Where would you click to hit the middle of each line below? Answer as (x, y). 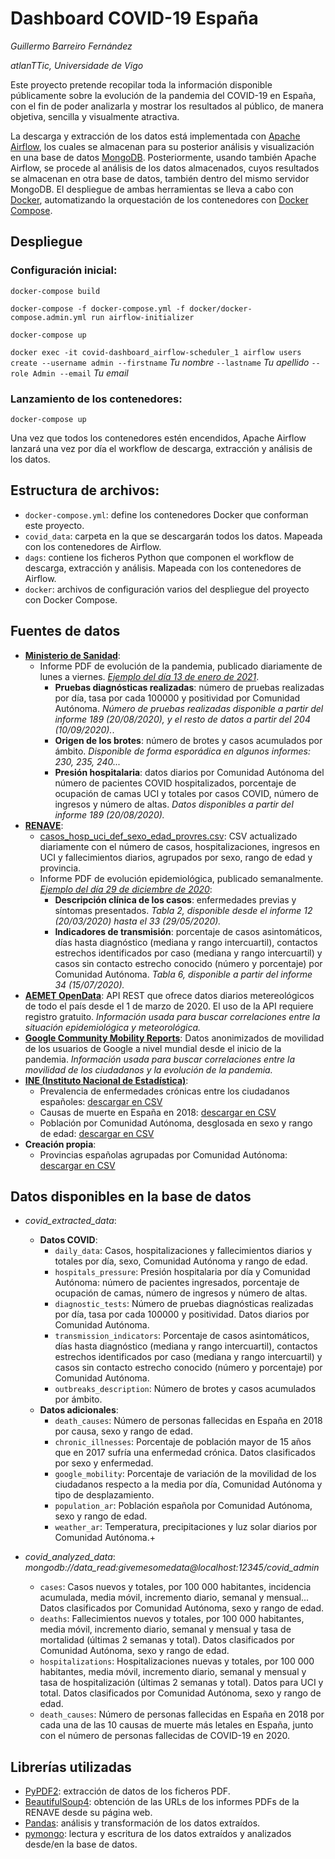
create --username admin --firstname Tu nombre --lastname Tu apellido (160, 362)
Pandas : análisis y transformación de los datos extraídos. (142, 1823)
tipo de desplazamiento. (104, 1495)
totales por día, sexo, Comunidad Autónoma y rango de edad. (181, 1261)
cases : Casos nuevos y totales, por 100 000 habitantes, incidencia (175, 1587)
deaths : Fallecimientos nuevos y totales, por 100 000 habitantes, (172, 1619)
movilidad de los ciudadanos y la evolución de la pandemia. (148, 1069)
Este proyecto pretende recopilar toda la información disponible (141, 84)
